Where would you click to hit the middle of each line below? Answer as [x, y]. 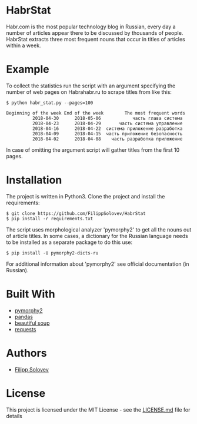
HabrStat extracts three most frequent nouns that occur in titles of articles [96, 39]
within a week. [24, 45]
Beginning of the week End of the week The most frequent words [96, 113]
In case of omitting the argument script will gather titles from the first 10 [93, 150]
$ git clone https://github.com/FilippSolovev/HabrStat [76, 213]
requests [25, 329]
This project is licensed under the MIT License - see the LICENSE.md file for [98, 410]
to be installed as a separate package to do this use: [69, 242]
